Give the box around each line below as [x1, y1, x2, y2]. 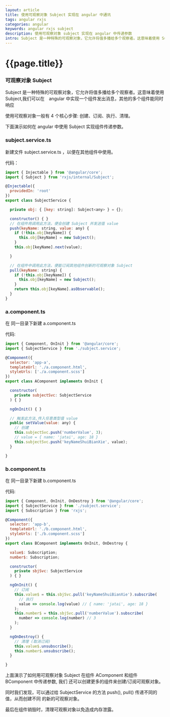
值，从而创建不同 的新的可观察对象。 [5, 696, 82, 702]
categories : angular [5, 21, 49, 27]
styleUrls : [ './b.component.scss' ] [10, 531, 85, 536]
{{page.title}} [5, 58, 63, 69]
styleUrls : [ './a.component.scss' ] [10, 369, 85, 374]
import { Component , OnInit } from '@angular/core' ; [5, 341, 119, 346]
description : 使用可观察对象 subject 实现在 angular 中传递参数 [5, 31, 133, 36]
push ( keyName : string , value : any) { [10, 226, 90, 231]
